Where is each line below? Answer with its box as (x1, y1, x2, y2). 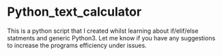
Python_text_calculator (7, 4, 142, 20)
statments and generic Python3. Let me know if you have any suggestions (7, 33, 216, 42)
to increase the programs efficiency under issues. (7, 41, 147, 49)
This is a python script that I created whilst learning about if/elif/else (7, 27, 199, 35)
